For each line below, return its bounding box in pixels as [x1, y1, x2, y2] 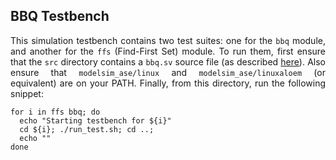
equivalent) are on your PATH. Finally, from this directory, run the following [10, 77, 326, 89]
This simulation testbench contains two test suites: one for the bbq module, [10, 34, 326, 46]
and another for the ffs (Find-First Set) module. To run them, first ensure [10, 45, 326, 57]
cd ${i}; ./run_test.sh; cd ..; [19, 124, 155, 134]
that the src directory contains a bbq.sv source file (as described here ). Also [10, 55, 326, 68]
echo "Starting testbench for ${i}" [19, 115, 172, 126]
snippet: [10, 87, 44, 99]
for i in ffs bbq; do [10, 107, 101, 117]
